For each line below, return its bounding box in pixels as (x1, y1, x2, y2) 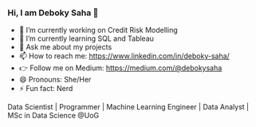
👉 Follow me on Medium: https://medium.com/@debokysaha (18, 63, 223, 73)
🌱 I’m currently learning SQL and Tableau (18, 34, 155, 43)
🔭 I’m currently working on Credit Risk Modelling (18, 26, 179, 35)
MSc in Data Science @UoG (7, 111, 100, 121)
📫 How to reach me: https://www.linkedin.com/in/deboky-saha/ (18, 51, 230, 61)
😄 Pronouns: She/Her (18, 75, 92, 85)
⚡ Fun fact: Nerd (18, 84, 73, 93)
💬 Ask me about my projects (18, 42, 112, 52)
